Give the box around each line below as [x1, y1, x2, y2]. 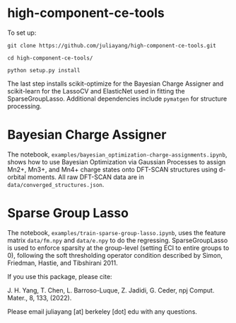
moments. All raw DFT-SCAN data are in [27, 172, 145, 181]
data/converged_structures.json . [7, 180, 105, 188]
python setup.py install [7, 67, 81, 74]
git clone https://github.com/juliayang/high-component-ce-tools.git [7, 42, 217, 49]
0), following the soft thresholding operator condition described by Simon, [7, 251, 223, 259]
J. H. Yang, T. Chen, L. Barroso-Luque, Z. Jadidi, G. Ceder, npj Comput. [7, 285, 215, 295]
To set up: [7, 28, 37, 37]
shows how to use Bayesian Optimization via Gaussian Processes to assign [7, 157, 226, 166]
